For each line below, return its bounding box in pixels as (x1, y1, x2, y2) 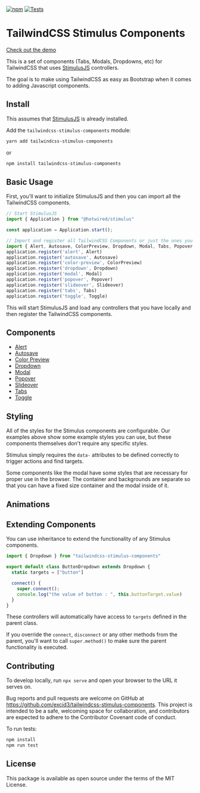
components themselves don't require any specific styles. (6, 440, 148, 447)
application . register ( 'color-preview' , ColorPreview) (6, 260, 143, 266)
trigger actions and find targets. (6, 458, 84, 465)
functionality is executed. (6, 644, 68, 651)
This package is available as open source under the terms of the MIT (6, 775, 175, 782)
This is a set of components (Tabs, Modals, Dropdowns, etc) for (6, 57, 162, 65)
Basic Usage (6, 176, 54, 187)
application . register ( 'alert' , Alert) (6, 249, 102, 255)
